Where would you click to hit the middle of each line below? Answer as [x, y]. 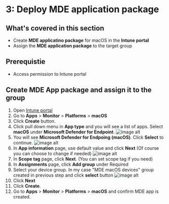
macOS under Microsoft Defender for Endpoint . [64, 132]
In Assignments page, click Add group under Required [71, 164]
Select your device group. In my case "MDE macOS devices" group [83, 169]
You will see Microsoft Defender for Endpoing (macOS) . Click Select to [88, 137]
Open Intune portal [33, 110]
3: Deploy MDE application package [82, 9]
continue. [23, 142]
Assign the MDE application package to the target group [73, 46]
